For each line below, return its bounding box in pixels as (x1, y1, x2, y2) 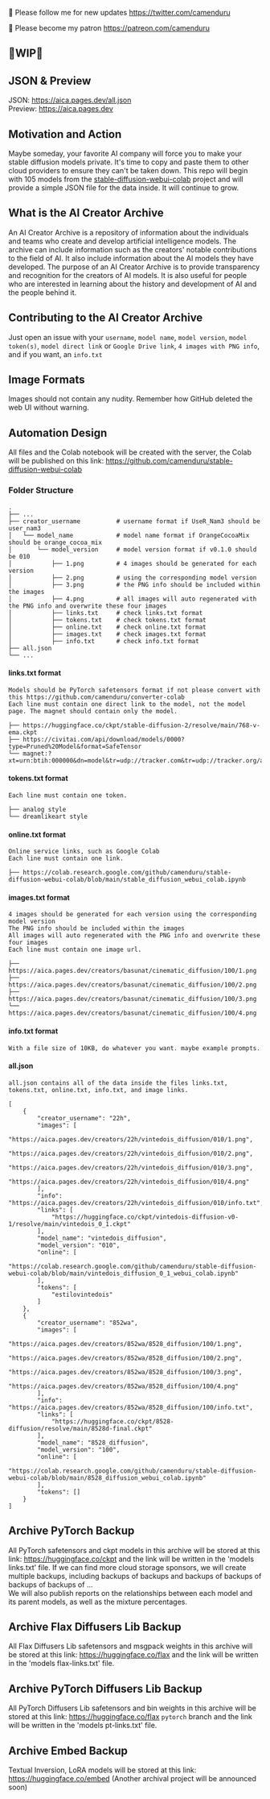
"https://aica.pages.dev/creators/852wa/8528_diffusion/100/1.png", (8, 1340, 243, 1348)
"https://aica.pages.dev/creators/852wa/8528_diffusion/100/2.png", (8, 1354, 243, 1362)
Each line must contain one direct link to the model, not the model (8, 700, 247, 708)
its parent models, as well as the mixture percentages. (8, 1597, 187, 1606)
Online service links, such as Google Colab (8, 847, 160, 856)
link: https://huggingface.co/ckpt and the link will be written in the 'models (8, 1554, 255, 1564)
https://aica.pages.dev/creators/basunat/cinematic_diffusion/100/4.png (8, 1009, 257, 1017)
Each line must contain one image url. (8, 945, 142, 954)
